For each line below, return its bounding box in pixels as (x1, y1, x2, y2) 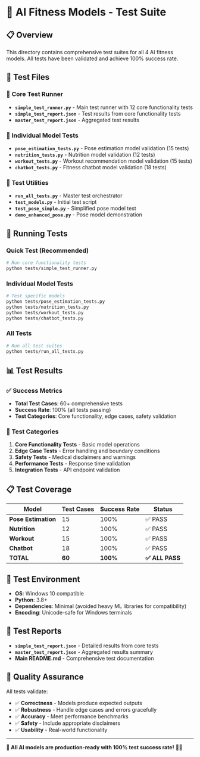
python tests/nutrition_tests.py (6, 304, 89, 310)
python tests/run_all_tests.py (6, 348, 84, 354)
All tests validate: (6, 688, 48, 695)
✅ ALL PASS (145, 554, 181, 562)
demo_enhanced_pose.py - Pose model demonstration (14, 211, 143, 218)
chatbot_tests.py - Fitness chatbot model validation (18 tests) (14, 163, 167, 170)
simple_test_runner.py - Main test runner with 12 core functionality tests (14, 104, 193, 111)
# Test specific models (6, 293, 65, 299)
